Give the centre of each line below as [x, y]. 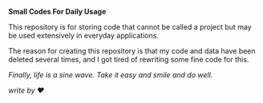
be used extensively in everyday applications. [83, 36]
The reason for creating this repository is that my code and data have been [132, 51]
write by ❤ [26, 90]
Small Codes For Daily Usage [57, 12]
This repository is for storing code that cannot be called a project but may [130, 27]
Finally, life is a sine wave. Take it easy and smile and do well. [111, 75]
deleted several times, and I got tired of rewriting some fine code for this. [129, 59]
